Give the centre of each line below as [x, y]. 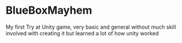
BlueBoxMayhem [49, 10]
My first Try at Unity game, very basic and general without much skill [91, 27]
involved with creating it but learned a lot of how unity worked [82, 33]
